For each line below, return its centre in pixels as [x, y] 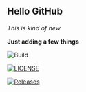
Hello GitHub [35, 11]
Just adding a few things [43, 42]
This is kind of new [34, 28]
